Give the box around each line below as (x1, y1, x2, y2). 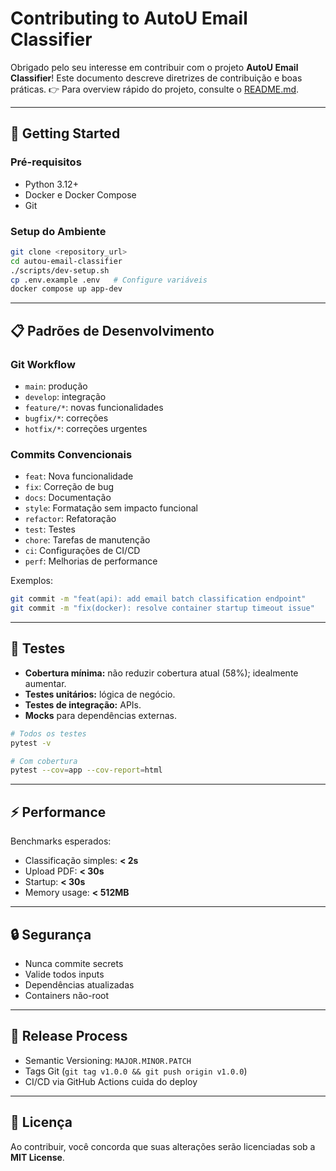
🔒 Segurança (10, 926, 92, 943)
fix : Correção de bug (24, 481, 114, 493)
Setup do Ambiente (10, 224, 107, 238)
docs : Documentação (24, 492, 112, 504)
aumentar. (24, 677, 67, 689)
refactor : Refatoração (24, 513, 117, 525)
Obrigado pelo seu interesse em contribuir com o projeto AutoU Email (10, 61, 299, 73)
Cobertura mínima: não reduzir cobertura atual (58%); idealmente (24, 667, 299, 679)
